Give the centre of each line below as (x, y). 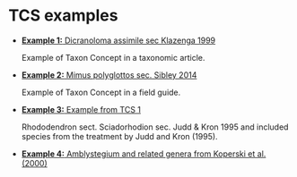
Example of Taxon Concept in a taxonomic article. (113, 57)
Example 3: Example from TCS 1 (81, 109)
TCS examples (63, 16)
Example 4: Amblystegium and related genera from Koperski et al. (144, 154)
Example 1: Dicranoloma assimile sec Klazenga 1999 (118, 40)
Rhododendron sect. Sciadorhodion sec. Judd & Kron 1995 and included (155, 127)
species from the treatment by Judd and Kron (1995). (119, 136)
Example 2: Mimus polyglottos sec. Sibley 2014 (109, 75)
